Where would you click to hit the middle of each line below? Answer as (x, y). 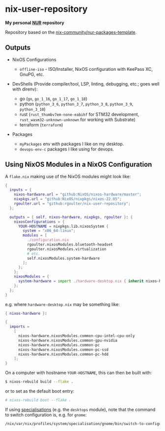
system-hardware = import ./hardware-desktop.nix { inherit (81, 281)
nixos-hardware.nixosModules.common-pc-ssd (63, 350)
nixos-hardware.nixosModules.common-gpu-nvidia (68, 340)
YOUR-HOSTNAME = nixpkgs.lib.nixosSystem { (63, 226)
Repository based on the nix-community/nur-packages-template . (71, 32)
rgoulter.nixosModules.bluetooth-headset (70, 245)
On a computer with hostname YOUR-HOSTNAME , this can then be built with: (79, 373)
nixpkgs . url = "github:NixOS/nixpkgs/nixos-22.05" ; (68, 199)
